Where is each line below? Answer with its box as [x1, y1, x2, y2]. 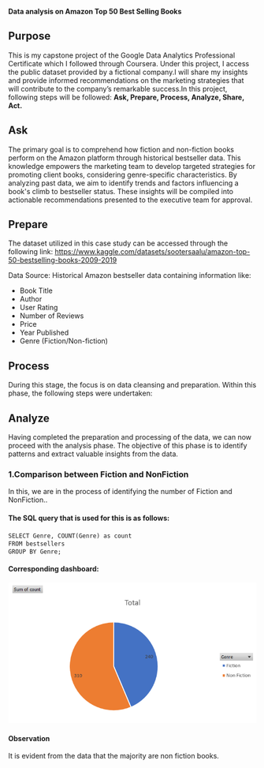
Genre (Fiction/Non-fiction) [19, 336, 109, 346]
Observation [8, 733, 50, 743]
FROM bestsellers [8, 540, 65, 548]
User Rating [19, 303, 58, 313]
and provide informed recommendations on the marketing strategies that [8, 75, 244, 85]
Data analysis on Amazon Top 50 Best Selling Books [8, 7, 182, 16]
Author [19, 294, 43, 304]
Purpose [8, 29, 51, 43]
